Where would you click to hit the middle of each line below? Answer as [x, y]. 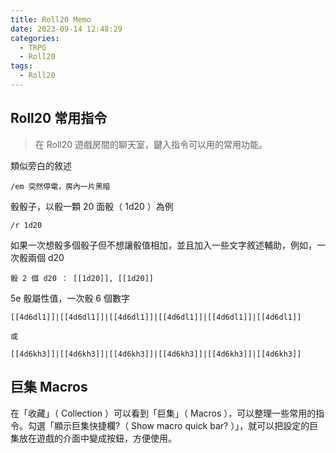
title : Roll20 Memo [51, 19]
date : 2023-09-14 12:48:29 [66, 29]
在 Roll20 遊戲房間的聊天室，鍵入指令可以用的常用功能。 [151, 144]
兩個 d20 [46, 257]
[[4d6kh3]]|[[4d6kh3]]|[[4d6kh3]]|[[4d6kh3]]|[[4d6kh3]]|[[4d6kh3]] [156, 354]
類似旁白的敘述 [41, 165]
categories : [35, 38]
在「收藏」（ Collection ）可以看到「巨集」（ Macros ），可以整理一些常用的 [163, 413]
